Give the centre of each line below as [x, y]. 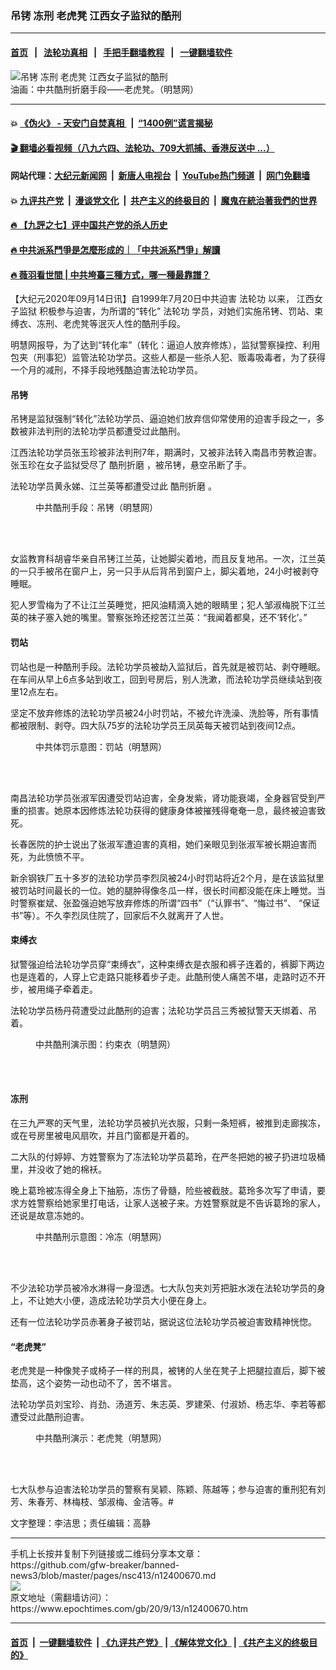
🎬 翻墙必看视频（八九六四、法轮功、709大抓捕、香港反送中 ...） [142, 148]
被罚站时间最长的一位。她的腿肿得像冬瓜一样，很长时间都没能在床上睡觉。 [163, 890]
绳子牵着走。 [71, 989]
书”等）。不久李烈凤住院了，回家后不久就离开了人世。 [120, 915]
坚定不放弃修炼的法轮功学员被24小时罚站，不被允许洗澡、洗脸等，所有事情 [165, 713]
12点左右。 [41, 691]
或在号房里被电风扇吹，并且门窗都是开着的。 [102, 1136]
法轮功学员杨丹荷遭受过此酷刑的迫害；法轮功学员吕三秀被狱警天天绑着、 [159, 1010]
